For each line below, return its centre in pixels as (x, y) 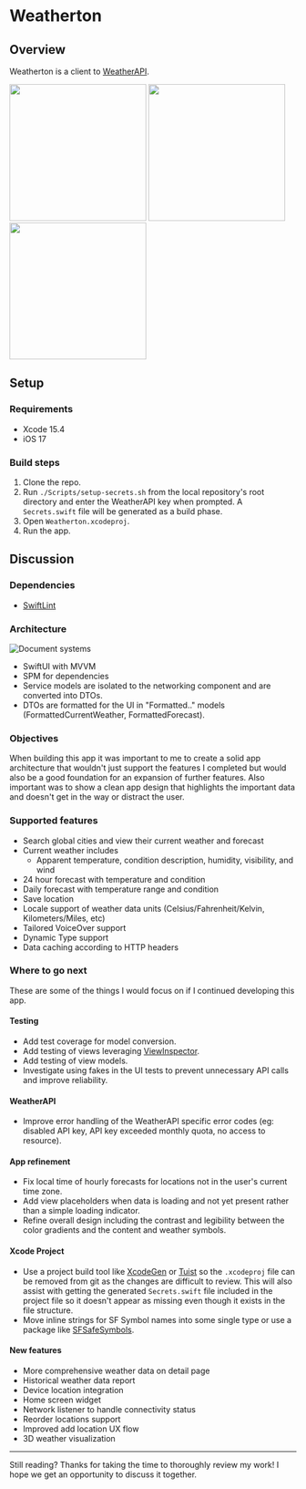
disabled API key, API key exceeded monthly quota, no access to (144, 1131)
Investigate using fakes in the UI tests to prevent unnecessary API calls (156, 1070)
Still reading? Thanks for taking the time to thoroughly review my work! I (144, 1464)
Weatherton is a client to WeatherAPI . (80, 71)
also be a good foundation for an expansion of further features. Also (138, 778)
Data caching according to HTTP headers (101, 947)
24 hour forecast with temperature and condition (114, 879)
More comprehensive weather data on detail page (116, 1370)
